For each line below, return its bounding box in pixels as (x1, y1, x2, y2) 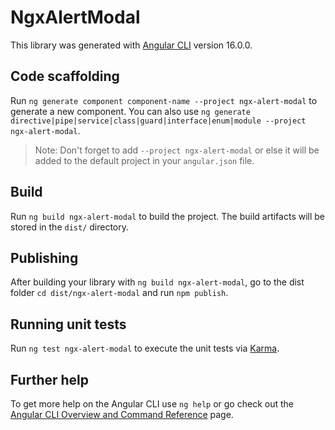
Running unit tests (10, 316, 127, 333)
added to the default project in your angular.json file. (34, 154, 255, 166)
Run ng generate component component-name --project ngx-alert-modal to (10, 94, 318, 106)
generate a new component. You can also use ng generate (10, 105, 251, 117)
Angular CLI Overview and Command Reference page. (10, 409, 234, 420)
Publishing (10, 249, 79, 266)
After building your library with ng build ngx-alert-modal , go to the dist (10, 276, 305, 288)
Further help (10, 371, 90, 388)
